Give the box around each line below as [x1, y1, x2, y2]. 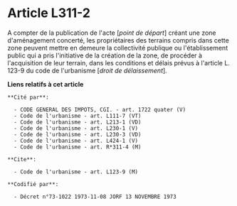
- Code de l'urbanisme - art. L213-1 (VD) [14, 119, 142, 126]
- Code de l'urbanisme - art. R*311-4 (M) [14, 143, 142, 151]
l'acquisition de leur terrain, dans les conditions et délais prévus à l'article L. [7, 58, 230, 67]
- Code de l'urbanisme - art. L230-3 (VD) [14, 131, 142, 138]
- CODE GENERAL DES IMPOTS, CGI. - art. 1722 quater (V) [14, 106, 186, 113]
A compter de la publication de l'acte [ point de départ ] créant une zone [7, 28, 216, 37]
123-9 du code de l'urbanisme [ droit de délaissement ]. [7, 66, 167, 75]
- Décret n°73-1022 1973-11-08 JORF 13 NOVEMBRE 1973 [14, 193, 177, 200]
